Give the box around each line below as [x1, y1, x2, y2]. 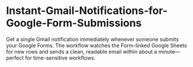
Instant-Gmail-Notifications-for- [6, 4, 168, 17]
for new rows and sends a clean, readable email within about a [6, 48, 157, 55]
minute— [158, 48, 181, 55]
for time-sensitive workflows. [25, 54, 96, 61]
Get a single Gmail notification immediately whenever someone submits [6, 36, 179, 43]
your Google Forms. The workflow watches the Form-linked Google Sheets [6, 42, 187, 49]
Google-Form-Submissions [6, 16, 142, 30]
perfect [6, 54, 24, 61]
